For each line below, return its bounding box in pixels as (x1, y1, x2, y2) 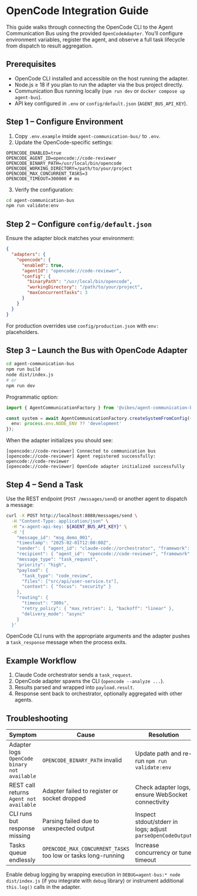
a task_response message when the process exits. (6, 639, 127, 646)
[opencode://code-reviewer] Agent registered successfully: (6, 453, 157, 459)
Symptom (9, 731, 37, 739)
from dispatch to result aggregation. (6, 42, 93, 49)
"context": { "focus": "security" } (21, 584, 111, 590)
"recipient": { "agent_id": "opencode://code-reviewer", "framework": (16, 551, 193, 557)
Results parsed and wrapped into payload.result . (14, 684, 135, 691)
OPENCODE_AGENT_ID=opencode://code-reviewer (6, 155, 117, 161)
